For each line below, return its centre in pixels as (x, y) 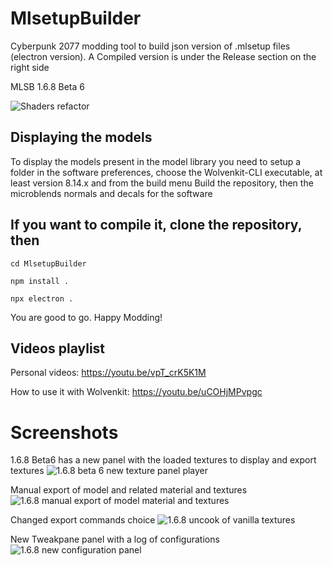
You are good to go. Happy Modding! (86, 317)
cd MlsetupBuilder (48, 263)
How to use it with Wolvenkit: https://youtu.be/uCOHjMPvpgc (136, 392)
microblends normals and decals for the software (111, 193)
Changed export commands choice (83, 520)
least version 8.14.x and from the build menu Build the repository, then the (162, 183)
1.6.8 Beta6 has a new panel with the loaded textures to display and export (163, 460)
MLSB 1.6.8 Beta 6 (47, 86)
